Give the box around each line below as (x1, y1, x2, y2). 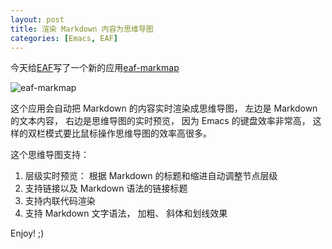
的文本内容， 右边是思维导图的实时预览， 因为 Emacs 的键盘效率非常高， (10, 115, 311, 127)
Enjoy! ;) (10, 227, 45, 240)
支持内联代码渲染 (24, 195, 96, 207)
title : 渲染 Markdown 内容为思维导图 (10, 24, 154, 34)
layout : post (10, 14, 65, 25)
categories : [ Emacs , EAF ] (10, 33, 118, 43)
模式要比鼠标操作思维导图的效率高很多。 (44, 127, 212, 140)
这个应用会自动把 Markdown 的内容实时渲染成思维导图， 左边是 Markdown (10, 102, 318, 115)
